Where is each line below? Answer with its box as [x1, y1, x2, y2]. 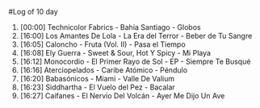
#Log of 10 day [8, 7, 58, 16]
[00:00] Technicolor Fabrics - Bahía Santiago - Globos [19, 23, 201, 31]
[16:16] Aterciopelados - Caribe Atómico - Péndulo [19, 65, 188, 75]
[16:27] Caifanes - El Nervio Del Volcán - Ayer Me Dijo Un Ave [19, 91, 225, 100]
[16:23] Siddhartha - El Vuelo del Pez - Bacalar [19, 82, 175, 92]
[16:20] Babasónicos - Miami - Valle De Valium [19, 74, 175, 83]
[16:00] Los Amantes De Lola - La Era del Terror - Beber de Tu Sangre [19, 31, 253, 40]
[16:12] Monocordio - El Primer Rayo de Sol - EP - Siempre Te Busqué [19, 56, 251, 66]
